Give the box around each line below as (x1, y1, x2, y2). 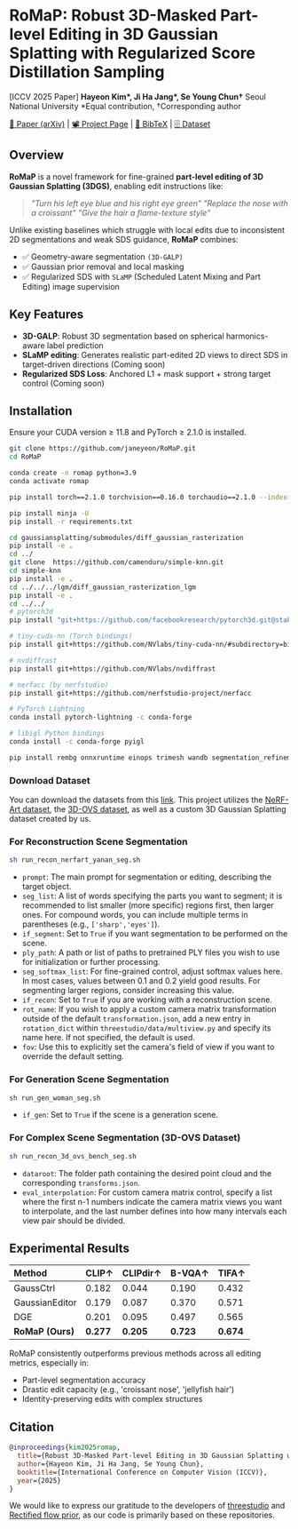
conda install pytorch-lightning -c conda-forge (9, 713, 192, 722)
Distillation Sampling (9, 62, 165, 83)
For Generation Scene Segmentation (9, 1073, 169, 1086)
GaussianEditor (13, 1296, 77, 1309)
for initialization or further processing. (21, 957, 161, 968)
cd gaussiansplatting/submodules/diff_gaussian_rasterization (9, 533, 244, 542)
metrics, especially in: (9, 1358, 90, 1368)
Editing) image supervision (21, 281, 120, 291)
